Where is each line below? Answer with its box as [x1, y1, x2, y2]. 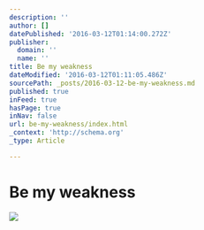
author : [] [9, 21, 49, 30]
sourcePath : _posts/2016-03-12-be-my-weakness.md [9, 79, 196, 88]
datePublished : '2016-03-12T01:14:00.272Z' [9, 29, 172, 38]
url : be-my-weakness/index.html [9, 120, 128, 129]
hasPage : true [9, 103, 62, 112]
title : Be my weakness [9, 63, 93, 72]
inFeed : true [9, 95, 57, 104]
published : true [9, 87, 69, 96]
